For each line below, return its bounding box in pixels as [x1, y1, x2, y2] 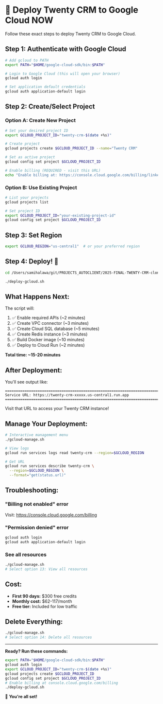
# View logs [5, 445, 29, 451]
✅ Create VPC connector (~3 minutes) [12, 320, 89, 326]
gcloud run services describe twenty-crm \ [5, 463, 95, 469]
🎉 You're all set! [5, 694, 37, 700]
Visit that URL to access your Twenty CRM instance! [5, 406, 109, 411]
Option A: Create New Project [5, 117, 76, 124]
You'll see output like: [5, 379, 48, 385]
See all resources [5, 551, 47, 558]
